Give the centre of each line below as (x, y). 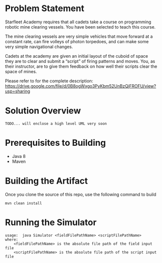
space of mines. (21, 71)
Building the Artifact (46, 181)
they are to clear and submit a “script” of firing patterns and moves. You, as (80, 61)
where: (12, 240)
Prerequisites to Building (56, 143)
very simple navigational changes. (39, 46)
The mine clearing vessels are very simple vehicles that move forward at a (79, 36)
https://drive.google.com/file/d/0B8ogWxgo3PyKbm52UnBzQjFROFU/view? (81, 86)
